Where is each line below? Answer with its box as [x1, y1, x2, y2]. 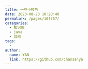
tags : [5, 39, 16, 44]
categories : [5, 20, 29, 26]
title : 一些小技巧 [5, 7, 39, 12]
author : [5, 48, 21, 52]
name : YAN [9, 52, 29, 57]
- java [9, 30, 23, 34]
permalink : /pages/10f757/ [5, 16, 59, 21]
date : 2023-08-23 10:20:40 [5, 12, 59, 17]
